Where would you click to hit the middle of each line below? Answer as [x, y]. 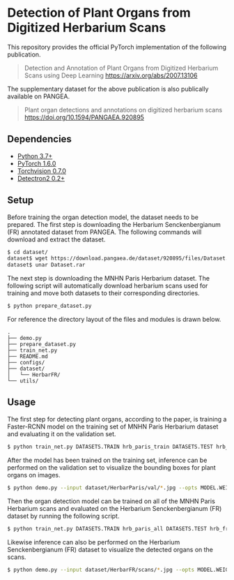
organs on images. [34, 475]
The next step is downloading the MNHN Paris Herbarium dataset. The [109, 278]
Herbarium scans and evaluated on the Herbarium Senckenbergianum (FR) [115, 508]
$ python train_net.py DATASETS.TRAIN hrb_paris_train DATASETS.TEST [110, 447]
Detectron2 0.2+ [41, 178]
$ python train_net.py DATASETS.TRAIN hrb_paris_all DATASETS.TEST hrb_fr [118, 528]
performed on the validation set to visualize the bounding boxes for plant [111, 467]
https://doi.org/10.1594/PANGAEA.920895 [84, 117]
